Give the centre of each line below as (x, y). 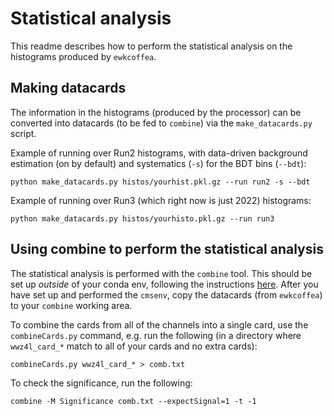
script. (23, 133)
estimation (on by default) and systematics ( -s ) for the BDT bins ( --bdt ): (158, 163)
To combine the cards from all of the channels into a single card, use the (159, 324)
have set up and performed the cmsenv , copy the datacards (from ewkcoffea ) (166, 294)
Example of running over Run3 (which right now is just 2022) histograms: (161, 200)
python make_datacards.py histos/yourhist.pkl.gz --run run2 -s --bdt (160, 182)
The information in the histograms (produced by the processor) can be (156, 112)
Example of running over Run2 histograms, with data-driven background (159, 153)
